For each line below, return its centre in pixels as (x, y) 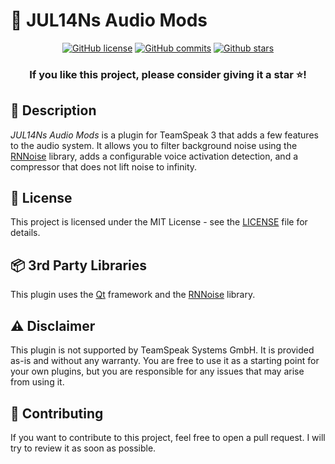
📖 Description (53, 110)
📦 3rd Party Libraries (79, 265)
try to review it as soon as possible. (83, 448)
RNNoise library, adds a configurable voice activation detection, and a (154, 156)
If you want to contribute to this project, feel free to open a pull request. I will (168, 437)
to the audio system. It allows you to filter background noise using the (154, 145)
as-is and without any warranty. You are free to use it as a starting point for (165, 361)
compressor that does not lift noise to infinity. (104, 166)
